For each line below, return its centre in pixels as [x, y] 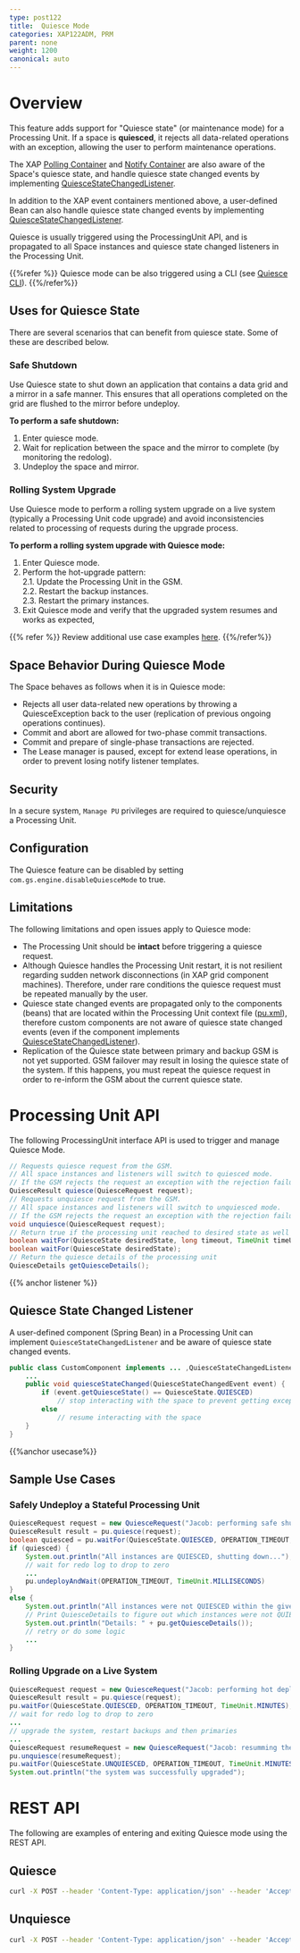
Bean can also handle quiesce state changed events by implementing [137, 210]
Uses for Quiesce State [75, 311]
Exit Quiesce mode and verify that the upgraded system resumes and [150, 610]
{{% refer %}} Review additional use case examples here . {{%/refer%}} [141, 637]
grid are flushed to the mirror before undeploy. [95, 404]
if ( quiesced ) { [39, 1548]
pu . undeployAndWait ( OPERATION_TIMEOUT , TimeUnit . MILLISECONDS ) [146, 1582]
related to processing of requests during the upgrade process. [124, 528]
